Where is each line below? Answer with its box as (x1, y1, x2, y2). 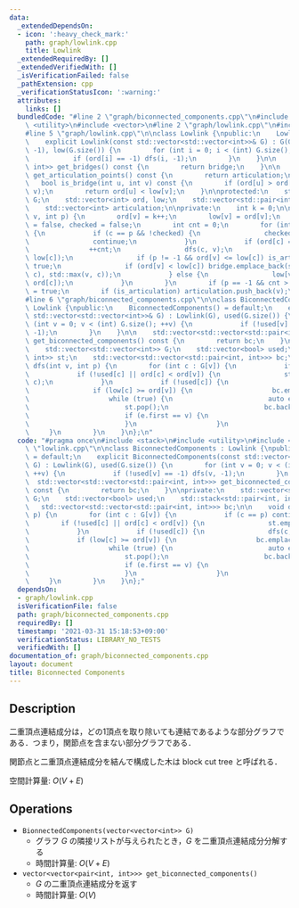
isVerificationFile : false (17, 602, 117, 611)
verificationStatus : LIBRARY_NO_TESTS (17, 635, 162, 644)
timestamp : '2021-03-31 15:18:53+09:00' (17, 626, 169, 636)
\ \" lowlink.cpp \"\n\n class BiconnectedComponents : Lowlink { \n (25, 444, 273, 453)
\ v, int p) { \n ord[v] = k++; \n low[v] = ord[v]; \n (25, 211, 280, 221)
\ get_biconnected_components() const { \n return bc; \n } (25, 336, 285, 345)
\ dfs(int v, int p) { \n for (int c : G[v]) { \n (25, 361, 238, 370)
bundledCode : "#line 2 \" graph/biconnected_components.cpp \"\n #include (17, 112, 289, 121)
